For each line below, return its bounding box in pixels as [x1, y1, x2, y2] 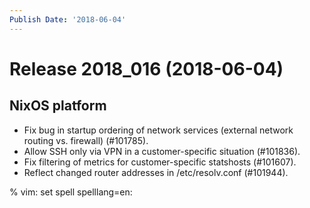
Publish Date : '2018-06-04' [9, 14, 127, 25]
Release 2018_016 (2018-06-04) [9, 57, 284, 80]
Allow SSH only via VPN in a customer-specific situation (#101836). [23, 145, 301, 157]
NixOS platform [9, 97, 107, 115]
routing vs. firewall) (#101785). [23, 134, 149, 146]
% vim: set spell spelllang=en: [9, 186, 133, 198]
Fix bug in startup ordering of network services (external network [23, 124, 294, 136]
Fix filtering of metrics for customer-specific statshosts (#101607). [23, 156, 297, 168]
